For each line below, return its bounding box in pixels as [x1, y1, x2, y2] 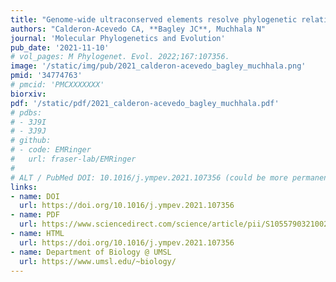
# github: [10, 136, 52, 146]
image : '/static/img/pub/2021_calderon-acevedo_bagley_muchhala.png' [10, 61, 307, 71]
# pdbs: [10, 107, 43, 118]
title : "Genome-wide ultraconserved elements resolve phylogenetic [10, 14, 298, 25]
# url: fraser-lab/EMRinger [10, 154, 137, 164]
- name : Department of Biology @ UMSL [10, 247, 172, 257]
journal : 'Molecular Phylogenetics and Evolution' [10, 33, 226, 43]
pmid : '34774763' [10, 71, 83, 81]
